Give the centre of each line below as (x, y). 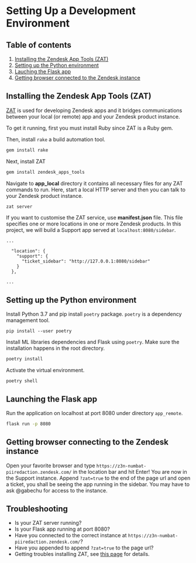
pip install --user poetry (39, 331)
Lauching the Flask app (43, 71)
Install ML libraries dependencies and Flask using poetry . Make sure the (93, 342)
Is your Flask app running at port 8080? (62, 529)
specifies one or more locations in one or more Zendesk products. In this (94, 224)
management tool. (28, 321)
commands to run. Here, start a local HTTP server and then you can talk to (96, 190)
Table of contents (39, 45)
